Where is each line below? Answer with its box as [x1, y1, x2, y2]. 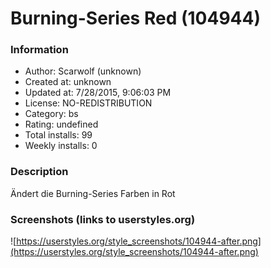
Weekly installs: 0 [24, 140, 98, 152]
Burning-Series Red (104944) [10, 7, 261, 30]
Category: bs [24, 108, 79, 120]
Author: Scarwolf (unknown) [24, 65, 142, 77]
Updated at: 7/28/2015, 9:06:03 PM [24, 87, 172, 99]
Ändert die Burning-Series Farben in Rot [10, 187, 176, 199]
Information [10, 43, 69, 57]
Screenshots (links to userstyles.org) [10, 212, 196, 226]
